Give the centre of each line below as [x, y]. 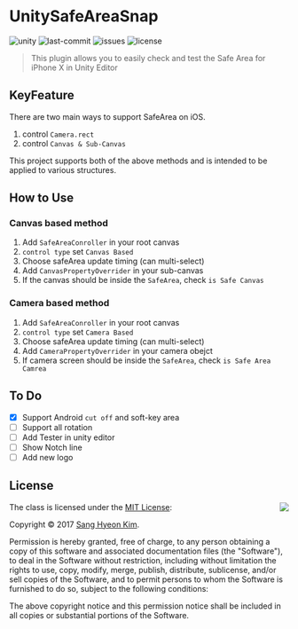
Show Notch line [52, 447]
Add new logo [47, 457]
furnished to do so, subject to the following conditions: [109, 588]
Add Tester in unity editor [68, 437]
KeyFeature [42, 95]
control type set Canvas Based [78, 252]
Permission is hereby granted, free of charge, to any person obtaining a [140, 541]
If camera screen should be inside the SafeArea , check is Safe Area [146, 360]
